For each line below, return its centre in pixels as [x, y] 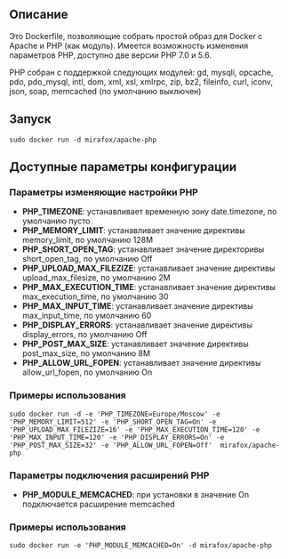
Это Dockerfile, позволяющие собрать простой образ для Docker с [136, 36]
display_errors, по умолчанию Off [85, 335]
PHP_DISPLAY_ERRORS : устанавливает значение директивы [137, 325]
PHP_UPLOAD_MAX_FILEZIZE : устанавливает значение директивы [148, 268]
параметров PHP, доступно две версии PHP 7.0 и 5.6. [110, 55]
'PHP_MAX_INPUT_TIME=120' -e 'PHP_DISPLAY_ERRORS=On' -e [117, 437]
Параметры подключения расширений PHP [109, 475]
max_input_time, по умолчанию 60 [87, 316]
